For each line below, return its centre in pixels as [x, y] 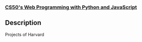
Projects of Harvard [25, 34]
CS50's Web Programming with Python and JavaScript [71, 7]
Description [23, 23]
